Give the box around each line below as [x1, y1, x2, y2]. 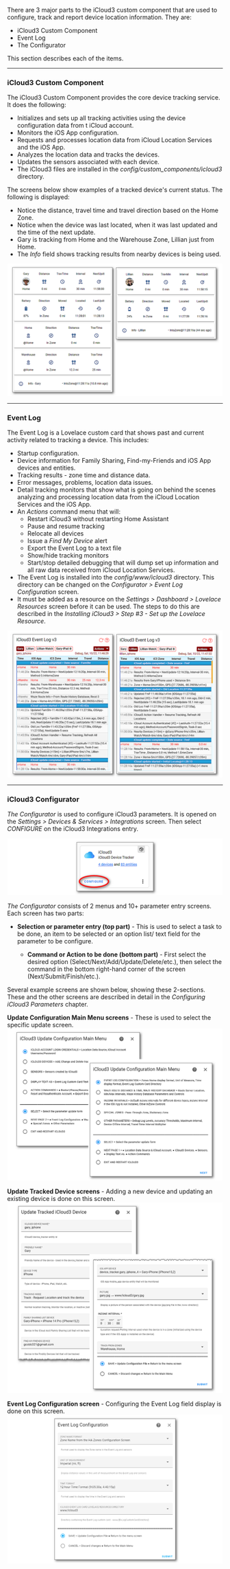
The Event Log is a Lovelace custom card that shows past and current [7, 428, 204, 437]
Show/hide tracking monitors [27, 551, 110, 560]
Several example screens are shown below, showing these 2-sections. [7, 985, 205, 994]
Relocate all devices [27, 529, 84, 538]
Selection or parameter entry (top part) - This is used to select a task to [16, 922, 222, 930]
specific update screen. [7, 1020, 74, 1029]
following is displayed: [7, 193, 70, 201]
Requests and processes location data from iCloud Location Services [16, 136, 212, 144]
